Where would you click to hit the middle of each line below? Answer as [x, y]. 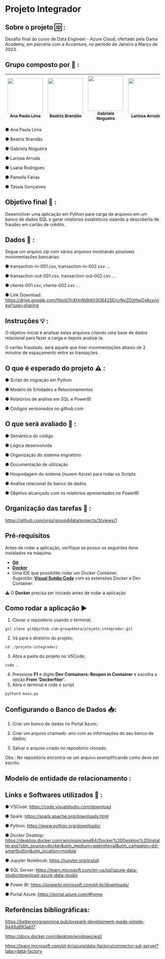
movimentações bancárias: [32, 257]
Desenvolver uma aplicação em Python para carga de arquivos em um [76, 214]
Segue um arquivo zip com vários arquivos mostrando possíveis [70, 252]
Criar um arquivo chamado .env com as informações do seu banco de [83, 733]
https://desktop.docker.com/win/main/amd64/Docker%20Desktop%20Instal [82, 841]
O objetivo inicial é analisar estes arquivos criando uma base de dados [76, 333]
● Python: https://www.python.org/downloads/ [53, 826]
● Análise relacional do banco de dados [46, 483]
